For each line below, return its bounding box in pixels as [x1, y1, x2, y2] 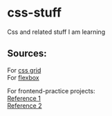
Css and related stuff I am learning [7, 28, 106, 36]
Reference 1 [7, 94, 41, 102]
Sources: [7, 48, 47, 59]
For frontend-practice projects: [7, 86, 95, 95]
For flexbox [7, 73, 39, 81]
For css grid [7, 66, 41, 74]
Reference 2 [7, 101, 43, 110]
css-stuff [7, 5, 62, 21]
